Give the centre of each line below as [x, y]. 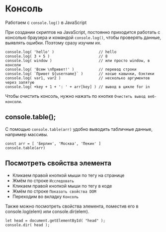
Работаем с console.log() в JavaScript [46, 22]
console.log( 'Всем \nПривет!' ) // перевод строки [71, 69]
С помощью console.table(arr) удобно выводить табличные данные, [79, 129]
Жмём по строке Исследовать [43, 181]
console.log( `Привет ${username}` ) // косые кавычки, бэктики [80, 74]
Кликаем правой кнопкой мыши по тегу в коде [62, 186]
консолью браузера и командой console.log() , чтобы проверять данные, [83, 37]
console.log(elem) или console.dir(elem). [47, 211]
